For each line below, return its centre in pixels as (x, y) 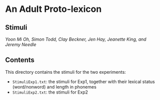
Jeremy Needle (21, 45)
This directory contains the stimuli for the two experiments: (66, 72)
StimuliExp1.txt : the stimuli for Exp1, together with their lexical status (83, 81)
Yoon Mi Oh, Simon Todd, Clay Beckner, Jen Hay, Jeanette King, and (76, 39)
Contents (20, 60)
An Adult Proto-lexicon (53, 9)
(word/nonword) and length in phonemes (54, 87)
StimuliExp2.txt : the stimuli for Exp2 (50, 92)
